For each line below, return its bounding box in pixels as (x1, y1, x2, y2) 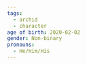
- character (13, 22, 48, 29)
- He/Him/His (13, 48, 50, 55)
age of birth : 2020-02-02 (7, 28, 80, 36)
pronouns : (7, 41, 35, 48)
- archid (13, 16, 38, 23)
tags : (7, 9, 22, 17)
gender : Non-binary (7, 35, 63, 42)
